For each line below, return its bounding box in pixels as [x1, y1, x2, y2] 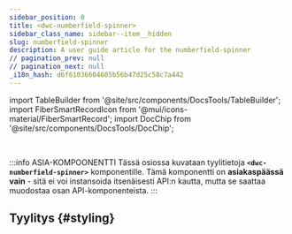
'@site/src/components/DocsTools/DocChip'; [9, 123, 174, 133]
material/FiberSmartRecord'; [9, 113, 113, 124]
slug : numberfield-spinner [9, 37, 109, 47]
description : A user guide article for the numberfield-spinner [9, 46, 251, 55]
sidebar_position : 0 [9, 12, 86, 22]
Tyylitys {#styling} [9, 211, 115, 226]
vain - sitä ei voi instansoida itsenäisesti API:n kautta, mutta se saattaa [9, 176, 266, 186]
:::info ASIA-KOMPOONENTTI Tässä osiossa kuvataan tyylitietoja [9, 156, 245, 168]
